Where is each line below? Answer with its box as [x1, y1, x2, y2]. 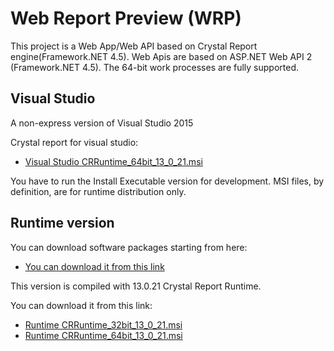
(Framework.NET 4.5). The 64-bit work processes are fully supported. [10, 61, 300, 73]
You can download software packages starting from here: [10, 241, 248, 253]
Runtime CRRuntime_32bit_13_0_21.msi [24, 318, 183, 331]
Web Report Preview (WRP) [10, 7, 242, 30]
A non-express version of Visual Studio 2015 [10, 117, 194, 129]
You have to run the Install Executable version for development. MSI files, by [10, 175, 325, 187]
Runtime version [10, 215, 115, 232]
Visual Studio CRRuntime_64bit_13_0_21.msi [24, 155, 203, 167]
